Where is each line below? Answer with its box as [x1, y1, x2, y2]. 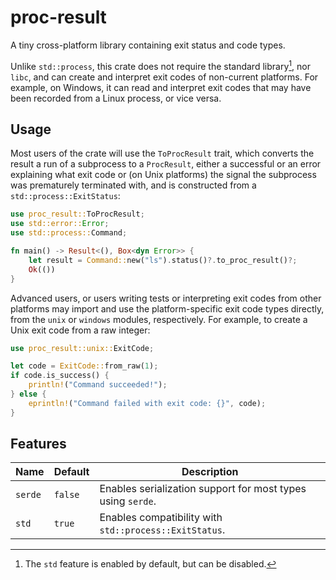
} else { [10, 389, 47, 400]
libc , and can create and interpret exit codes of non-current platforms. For [10, 71, 319, 83]
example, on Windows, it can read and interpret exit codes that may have [10, 81, 312, 93]
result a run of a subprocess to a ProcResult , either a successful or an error [10, 158, 322, 170]
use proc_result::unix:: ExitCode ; [10, 343, 155, 353]
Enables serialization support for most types [99, 482, 307, 496]
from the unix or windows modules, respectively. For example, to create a [10, 313, 308, 325]
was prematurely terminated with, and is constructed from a [10, 179, 257, 191]
